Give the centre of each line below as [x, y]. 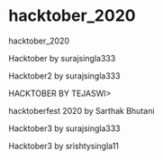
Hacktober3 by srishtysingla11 [63, 146]
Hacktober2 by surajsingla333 [64, 75]
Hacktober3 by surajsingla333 [64, 128]
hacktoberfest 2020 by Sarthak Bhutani [81, 110]
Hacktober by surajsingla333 [62, 58]
